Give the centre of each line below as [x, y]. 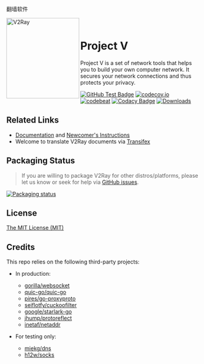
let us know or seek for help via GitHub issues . [80, 182]
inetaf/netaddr [43, 325]
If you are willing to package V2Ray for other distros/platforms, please [110, 175]
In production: [33, 274]
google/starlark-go [48, 312]
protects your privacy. [108, 82]
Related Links [33, 120]
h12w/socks [39, 355]
